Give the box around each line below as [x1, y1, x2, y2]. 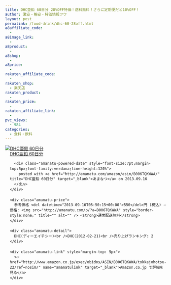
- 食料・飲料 [9, 132, 33, 137]
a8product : [5, 44, 28, 49]
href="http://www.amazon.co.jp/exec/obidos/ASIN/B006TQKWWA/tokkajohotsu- [9, 260, 167, 265]
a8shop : [5, 53, 21, 58]
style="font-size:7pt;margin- [89, 161, 151, 166]
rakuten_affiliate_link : [5, 108, 56, 114]
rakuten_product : [5, 90, 41, 95]
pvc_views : [5, 117, 28, 123]
